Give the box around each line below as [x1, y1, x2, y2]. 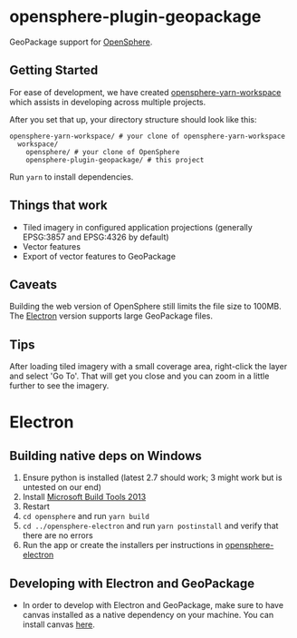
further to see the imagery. [9, 380, 110, 391]
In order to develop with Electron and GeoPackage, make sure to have [22, 600, 283, 610]
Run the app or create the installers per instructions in [22, 540, 224, 551]
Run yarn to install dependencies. [9, 171, 134, 182]
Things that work [9, 198, 109, 213]
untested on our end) [22, 482, 102, 493]
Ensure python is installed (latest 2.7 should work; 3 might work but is [22, 472, 283, 483]
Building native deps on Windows [9, 447, 202, 464]
